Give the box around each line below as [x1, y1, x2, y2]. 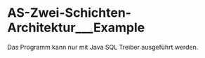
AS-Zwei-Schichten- [7, 5, 132, 21]
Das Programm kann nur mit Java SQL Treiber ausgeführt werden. [7, 43, 199, 51]
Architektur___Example [7, 20, 145, 36]
